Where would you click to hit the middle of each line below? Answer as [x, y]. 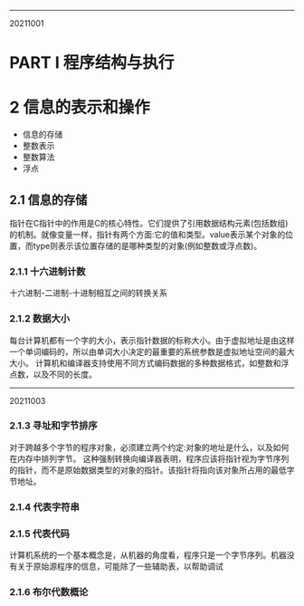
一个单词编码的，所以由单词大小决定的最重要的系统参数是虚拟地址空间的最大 [152, 351]
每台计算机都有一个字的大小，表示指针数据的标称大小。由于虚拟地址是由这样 [152, 340]
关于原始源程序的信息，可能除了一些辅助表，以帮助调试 [120, 566]
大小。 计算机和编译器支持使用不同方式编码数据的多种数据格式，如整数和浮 [149, 362]
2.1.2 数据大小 [40, 319]
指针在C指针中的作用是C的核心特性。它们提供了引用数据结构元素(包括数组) [149, 223]
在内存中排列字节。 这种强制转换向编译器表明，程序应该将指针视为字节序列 [149, 458]
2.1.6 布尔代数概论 [49, 592]
